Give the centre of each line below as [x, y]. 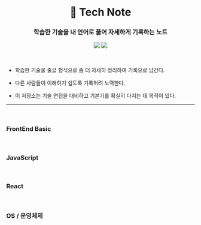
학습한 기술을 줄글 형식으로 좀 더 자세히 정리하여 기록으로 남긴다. [90, 70]
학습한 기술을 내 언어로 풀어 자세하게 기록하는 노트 [100, 32]
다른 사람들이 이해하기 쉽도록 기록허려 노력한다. [70, 83]
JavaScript [22, 157]
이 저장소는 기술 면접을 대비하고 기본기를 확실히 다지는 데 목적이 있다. [95, 96]
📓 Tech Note [100, 12]
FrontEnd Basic [29, 129]
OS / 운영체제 [25, 216]
